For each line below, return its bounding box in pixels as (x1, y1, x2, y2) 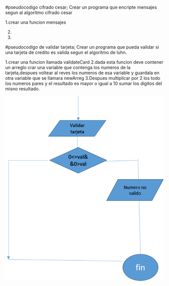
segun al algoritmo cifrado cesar (5, 10, 73, 16)
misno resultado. (5, 86, 40, 92)
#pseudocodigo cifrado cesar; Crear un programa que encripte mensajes (5, 5, 157, 10)
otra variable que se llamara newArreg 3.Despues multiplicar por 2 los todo (5, 75, 160, 81)
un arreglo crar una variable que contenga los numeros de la (5, 65, 131, 70)
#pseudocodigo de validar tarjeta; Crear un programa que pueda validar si (5, 44, 159, 50)
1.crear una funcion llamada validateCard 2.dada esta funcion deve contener (5, 59, 163, 65)
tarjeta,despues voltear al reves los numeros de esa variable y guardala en (5, 70, 160, 76)
